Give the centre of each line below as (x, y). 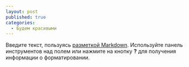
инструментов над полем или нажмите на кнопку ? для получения (91, 52)
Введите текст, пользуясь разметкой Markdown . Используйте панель (94, 45)
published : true (26, 17)
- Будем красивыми (34, 28)
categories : (20, 23)
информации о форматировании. (48, 58)
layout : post (22, 12)
